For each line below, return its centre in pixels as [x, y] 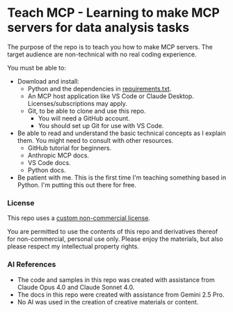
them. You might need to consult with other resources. [95, 140]
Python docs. [47, 170]
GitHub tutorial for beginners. [70, 148]
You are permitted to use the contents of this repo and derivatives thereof [113, 232]
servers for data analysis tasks [98, 28]
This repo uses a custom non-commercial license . [79, 218]
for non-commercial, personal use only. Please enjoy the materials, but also [115, 239]
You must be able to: [37, 68]
